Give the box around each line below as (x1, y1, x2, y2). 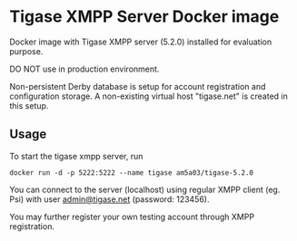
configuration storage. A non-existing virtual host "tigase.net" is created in (9, 91, 288, 101)
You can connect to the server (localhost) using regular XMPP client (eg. (9, 184, 281, 195)
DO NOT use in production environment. (9, 63, 160, 74)
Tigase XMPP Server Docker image (9, 6, 280, 27)
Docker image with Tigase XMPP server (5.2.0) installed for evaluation (9, 36, 272, 47)
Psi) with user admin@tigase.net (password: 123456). (9, 193, 210, 205)
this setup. (9, 100, 49, 111)
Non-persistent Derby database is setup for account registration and (9, 81, 266, 92)
